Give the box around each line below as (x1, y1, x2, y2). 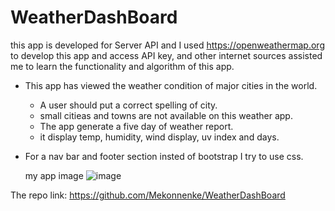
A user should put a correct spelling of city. (39, 99, 218, 111)
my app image (24, 169, 84, 181)
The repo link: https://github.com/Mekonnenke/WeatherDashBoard (10, 189, 286, 201)
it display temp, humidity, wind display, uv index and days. (39, 131, 280, 143)
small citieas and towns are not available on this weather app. (39, 109, 293, 121)
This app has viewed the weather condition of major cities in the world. (24, 79, 318, 91)
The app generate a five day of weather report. (39, 120, 234, 132)
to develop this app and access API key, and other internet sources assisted (10, 49, 323, 61)
